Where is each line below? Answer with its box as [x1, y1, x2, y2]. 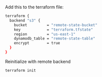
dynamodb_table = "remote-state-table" [14, 36, 96, 41]
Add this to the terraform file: [5, 4, 64, 10]
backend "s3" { [9, 18, 41, 23]
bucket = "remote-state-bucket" [14, 22, 98, 27]
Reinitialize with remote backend [5, 58, 71, 64]
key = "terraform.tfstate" [14, 27, 93, 32]
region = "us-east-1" [14, 32, 76, 37]
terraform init [5, 68, 36, 73]
